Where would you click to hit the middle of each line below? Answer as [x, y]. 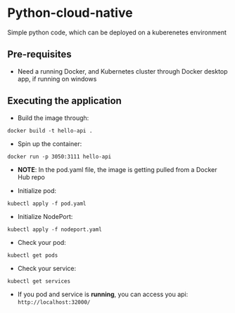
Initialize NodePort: [45, 216]
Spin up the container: [50, 144]
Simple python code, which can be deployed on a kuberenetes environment [117, 32]
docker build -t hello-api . [50, 131]
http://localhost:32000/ [54, 302]
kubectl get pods [33, 255]
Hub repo [31, 177]
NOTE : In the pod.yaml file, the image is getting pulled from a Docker [117, 169]
